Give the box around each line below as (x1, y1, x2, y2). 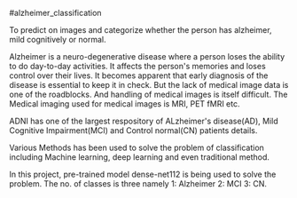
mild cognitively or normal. (9, 35, 106, 44)
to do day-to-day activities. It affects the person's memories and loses (9, 61, 266, 71)
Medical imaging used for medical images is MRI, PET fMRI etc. (9, 99, 241, 109)
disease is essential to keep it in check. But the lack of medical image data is (9, 80, 289, 90)
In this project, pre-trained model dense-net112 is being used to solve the (9, 169, 277, 179)
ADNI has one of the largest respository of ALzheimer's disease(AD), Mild (9, 115, 279, 126)
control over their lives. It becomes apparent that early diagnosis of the (9, 70, 269, 81)
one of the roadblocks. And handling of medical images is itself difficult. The (9, 89, 288, 99)
